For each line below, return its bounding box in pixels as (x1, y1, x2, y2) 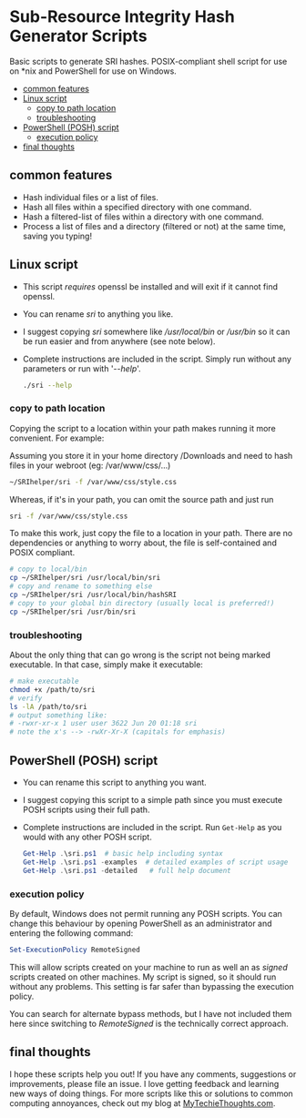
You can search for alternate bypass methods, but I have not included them (9, 1008, 292, 1019)
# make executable (9, 676, 79, 686)
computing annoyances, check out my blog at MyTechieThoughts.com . (9, 1097, 276, 1108)
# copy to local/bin (9, 564, 88, 574)
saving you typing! (22, 230, 93, 241)
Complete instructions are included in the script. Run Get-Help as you (22, 821, 282, 832)
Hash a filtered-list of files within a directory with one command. (22, 211, 264, 222)
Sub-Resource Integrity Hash (9, 6, 235, 27)
